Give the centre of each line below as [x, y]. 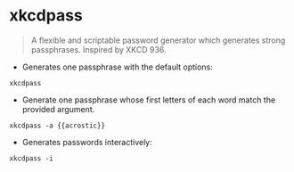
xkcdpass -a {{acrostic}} [57, 126]
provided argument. [58, 109]
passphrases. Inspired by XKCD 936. [98, 49]
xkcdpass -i [31, 158]
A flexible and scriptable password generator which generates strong [158, 40]
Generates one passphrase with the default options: [118, 67]
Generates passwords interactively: [87, 142]
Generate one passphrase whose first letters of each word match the [149, 100]
